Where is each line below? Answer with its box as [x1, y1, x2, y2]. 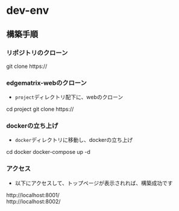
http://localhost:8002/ [6, 198, 61, 205]
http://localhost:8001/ [6, 191, 60, 198]
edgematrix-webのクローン [6, 79, 87, 87]
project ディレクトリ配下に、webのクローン [14, 94, 124, 101]
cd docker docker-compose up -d [6, 148, 90, 156]
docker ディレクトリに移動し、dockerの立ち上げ [14, 136, 133, 144]
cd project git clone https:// [6, 106, 74, 113]
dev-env [6, 4, 49, 17]
